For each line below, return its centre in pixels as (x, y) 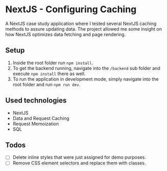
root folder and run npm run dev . (46, 84)
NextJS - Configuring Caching (71, 9)
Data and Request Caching (41, 118)
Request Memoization (36, 124)
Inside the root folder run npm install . (53, 63)
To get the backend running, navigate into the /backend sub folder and (86, 68)
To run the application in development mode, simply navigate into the (86, 79)
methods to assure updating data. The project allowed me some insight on (84, 29)
